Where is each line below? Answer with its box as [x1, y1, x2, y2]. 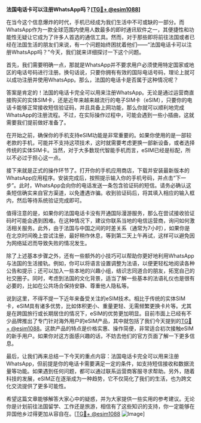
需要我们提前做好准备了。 [6, 119, 69, 126]
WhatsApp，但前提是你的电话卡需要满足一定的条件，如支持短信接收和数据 [6, 360, 190, 367]
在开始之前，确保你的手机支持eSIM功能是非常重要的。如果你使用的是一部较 [6, 132, 192, 138]
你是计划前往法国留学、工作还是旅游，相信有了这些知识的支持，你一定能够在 [6, 403, 195, 410]
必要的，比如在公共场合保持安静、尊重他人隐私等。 [6, 282, 132, 289]
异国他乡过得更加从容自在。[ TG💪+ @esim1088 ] [6, 410, 145, 417]
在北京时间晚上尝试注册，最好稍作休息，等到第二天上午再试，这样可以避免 [6, 232, 190, 239]
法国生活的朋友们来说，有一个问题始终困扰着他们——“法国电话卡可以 [16, 41, 187, 48]
